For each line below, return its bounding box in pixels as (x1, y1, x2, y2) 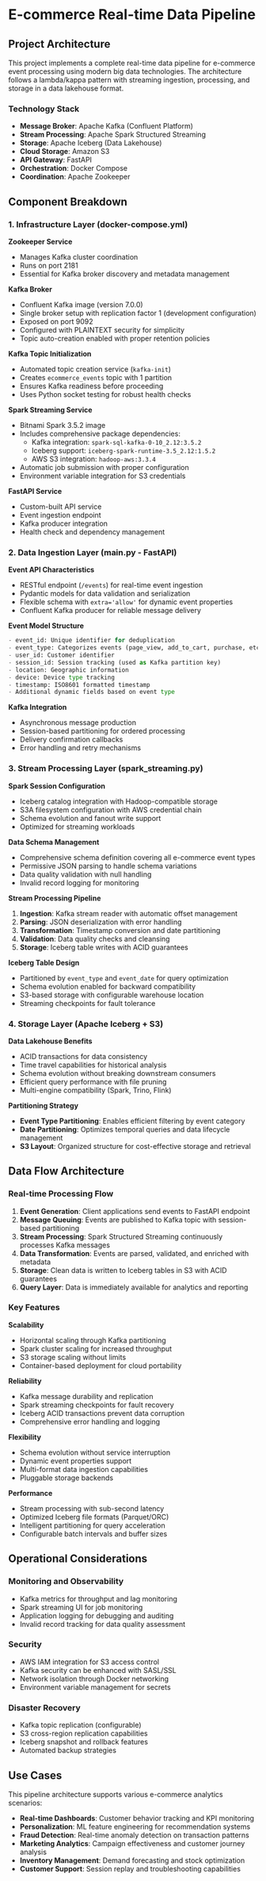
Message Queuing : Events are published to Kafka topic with (19, 1215, 217, 1224)
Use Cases (8, 1768, 63, 1782)
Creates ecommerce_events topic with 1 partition (19, 372, 173, 382)
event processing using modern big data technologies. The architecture (8, 67, 242, 76)
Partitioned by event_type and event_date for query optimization (19, 973, 229, 982)
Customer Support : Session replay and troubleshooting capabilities (19, 1864, 241, 1873)
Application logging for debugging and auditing (19, 1610, 174, 1621)
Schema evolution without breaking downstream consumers (19, 1068, 216, 1077)
